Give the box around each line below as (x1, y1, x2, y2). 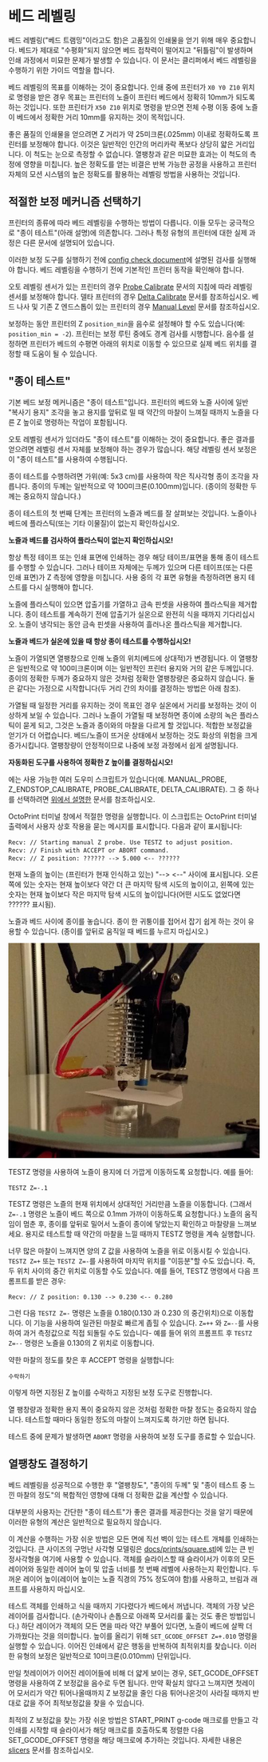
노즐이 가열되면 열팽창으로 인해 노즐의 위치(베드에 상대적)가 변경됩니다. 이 (8, 653, 237, 663)
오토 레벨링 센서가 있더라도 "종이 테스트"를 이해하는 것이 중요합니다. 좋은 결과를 (8, 434, 255, 444)
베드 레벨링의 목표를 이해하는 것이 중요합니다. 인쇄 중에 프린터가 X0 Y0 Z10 (8, 82, 241, 92)
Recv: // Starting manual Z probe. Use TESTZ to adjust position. (8, 838, 234, 847)
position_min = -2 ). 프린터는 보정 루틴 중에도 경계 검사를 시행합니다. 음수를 (8, 329, 246, 338)
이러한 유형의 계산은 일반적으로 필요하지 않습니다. (8, 1517, 162, 1527)
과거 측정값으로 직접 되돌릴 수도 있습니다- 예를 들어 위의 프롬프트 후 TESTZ (22, 1328, 253, 1337)
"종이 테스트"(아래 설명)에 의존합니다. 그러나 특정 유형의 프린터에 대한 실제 (16, 227, 247, 237)
